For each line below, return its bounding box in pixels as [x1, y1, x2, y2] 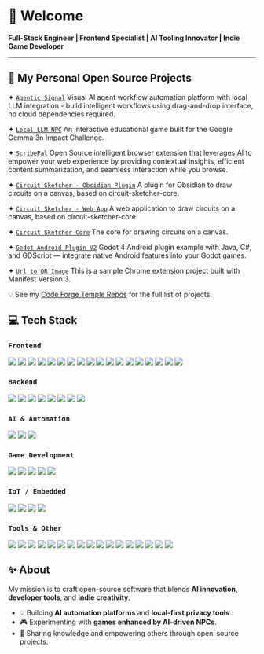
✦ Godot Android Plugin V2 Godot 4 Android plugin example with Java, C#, [8, 242, 252, 252]
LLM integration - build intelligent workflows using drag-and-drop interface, [8, 101, 254, 110]
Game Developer [8, 41, 64, 50]
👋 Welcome [8, 7, 84, 25]
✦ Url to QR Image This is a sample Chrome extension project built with [8, 266, 240, 275]
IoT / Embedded [8, 487, 67, 496]
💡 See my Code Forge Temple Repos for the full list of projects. [8, 289, 212, 299]
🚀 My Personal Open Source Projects [8, 72, 192, 85]
